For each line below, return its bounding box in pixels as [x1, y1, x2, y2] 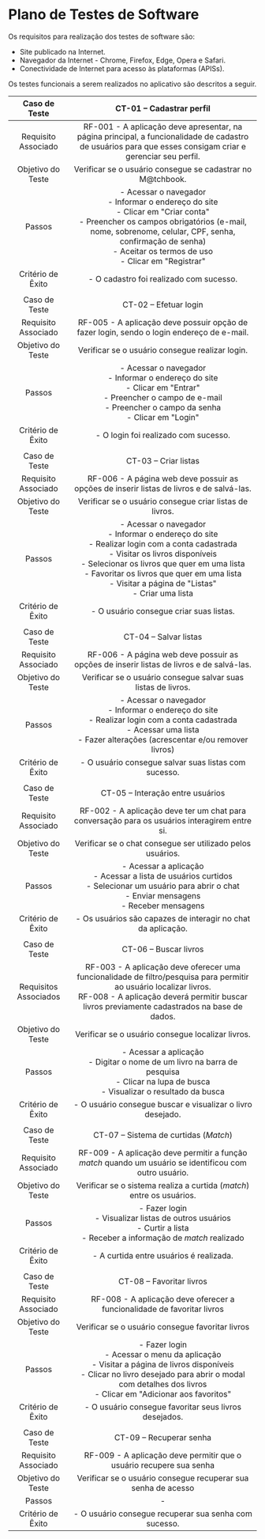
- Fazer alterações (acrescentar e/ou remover [77, 734, 248, 745]
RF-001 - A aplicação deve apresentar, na [83, 121, 243, 132]
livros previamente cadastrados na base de [82, 1000, 243, 1012]
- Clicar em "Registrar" [119, 255, 207, 267]
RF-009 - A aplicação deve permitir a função [78, 1147, 248, 1158]
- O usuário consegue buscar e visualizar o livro [73, 1098, 252, 1110]
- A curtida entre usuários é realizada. [91, 1250, 234, 1261]
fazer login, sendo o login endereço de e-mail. [77, 327, 249, 338]
